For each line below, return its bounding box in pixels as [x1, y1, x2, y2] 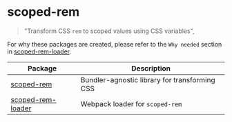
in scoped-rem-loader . [7, 47, 72, 56]
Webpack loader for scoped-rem [80, 99, 182, 108]
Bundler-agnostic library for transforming [80, 75, 215, 84]
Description [130, 63, 171, 73]
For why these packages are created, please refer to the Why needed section [7, 40, 222, 48]
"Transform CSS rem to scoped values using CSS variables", [23, 27, 195, 35]
